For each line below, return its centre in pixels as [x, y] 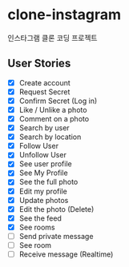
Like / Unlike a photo [53, 110]
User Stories [39, 64]
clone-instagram [64, 15]
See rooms [37, 227]
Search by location [50, 137]
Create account [45, 82]
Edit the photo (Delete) [56, 209]
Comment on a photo [54, 119]
